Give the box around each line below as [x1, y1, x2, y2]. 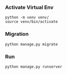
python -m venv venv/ [5, 15, 49, 20]
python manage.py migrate [5, 42, 58, 47]
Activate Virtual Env [5, 4, 54, 11]
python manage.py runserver [5, 64, 63, 69]
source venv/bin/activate [5, 19, 58, 25]
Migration [5, 31, 29, 38]
